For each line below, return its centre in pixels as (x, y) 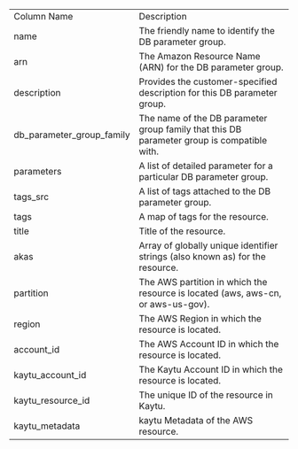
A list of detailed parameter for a (206, 166)
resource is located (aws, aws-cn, (210, 293)
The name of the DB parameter (203, 118)
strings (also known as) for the (202, 256)
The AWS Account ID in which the (209, 344)
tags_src (31, 197)
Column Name (43, 16)
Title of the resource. (182, 231)
